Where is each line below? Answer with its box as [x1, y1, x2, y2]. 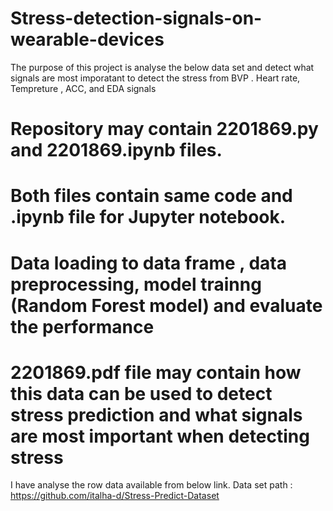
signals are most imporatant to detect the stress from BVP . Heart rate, [10, 72, 301, 84]
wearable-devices [10, 28, 165, 51]
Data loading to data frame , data [10, 252, 287, 274]
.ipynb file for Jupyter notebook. [10, 206, 287, 229]
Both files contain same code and [10, 185, 293, 207]
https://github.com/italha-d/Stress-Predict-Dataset [10, 490, 220, 502]
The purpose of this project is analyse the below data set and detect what [10, 61, 315, 73]
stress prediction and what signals [10, 403, 303, 426]
